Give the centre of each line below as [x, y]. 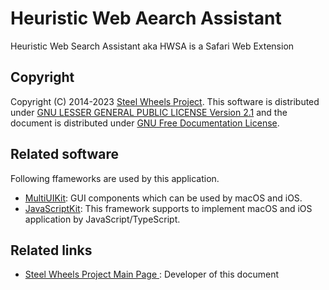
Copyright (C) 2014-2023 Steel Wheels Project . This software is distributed [165, 101]
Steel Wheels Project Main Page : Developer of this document [152, 274]
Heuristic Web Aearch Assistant [146, 18]
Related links [51, 250]
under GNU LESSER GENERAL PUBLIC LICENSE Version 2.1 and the [149, 112]
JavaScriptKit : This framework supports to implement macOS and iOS [168, 208]
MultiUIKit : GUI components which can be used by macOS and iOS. [163, 198]
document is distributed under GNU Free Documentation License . [145, 123]
